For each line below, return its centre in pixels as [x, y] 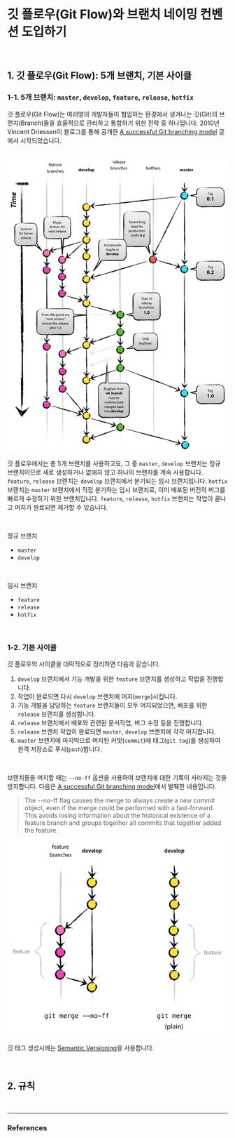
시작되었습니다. [41, 140]
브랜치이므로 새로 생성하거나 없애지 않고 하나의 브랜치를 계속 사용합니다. [105, 472]
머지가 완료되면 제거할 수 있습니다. [61, 508]
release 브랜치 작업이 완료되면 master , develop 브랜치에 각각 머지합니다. [117, 732]
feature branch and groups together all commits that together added [123, 823]
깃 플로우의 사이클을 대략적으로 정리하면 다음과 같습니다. [84, 664]
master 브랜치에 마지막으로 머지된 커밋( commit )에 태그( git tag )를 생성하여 [119, 741]
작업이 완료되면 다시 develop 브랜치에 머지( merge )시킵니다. [97, 696]
